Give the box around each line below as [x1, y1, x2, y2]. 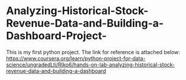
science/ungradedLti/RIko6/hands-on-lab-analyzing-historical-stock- [6, 61, 175, 68]
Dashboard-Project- [6, 29, 107, 42]
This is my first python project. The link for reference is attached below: [6, 48, 180, 55]
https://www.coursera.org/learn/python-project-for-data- [6, 55, 146, 62]
